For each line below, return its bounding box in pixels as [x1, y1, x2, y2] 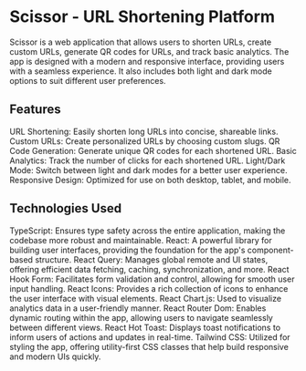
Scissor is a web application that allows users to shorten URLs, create [9, 36, 272, 47]
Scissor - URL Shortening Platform [9, 6, 276, 27]
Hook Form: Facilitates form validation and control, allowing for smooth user [9, 273, 295, 284]
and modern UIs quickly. [9, 351, 101, 362]
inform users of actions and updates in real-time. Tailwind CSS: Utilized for [9, 331, 290, 343]
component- [247, 244, 294, 255]
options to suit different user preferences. [9, 75, 166, 86]
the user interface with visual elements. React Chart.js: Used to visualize [9, 293, 281, 304]
